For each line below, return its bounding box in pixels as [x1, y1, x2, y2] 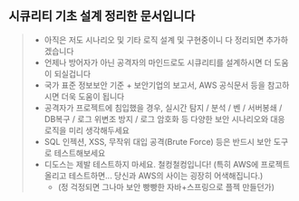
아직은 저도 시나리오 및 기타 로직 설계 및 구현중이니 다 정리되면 [43, 34, 265, 45]
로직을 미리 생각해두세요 [43, 125, 130, 136]
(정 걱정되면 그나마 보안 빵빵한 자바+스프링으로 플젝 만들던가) [57, 181, 275, 192]
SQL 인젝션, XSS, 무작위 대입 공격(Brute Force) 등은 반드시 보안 [43, 136, 272, 147]
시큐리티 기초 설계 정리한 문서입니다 [8, 8, 196, 24]
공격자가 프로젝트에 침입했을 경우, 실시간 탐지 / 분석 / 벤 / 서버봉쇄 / [43, 102, 283, 113]
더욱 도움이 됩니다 [61, 91, 125, 101]
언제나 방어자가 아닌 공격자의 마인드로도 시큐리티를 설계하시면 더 [43, 57, 273, 68]
